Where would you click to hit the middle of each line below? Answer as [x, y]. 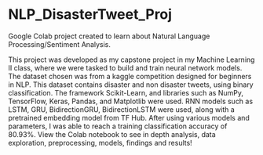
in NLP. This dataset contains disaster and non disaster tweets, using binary [131, 85]
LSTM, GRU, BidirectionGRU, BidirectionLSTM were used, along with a [122, 109]
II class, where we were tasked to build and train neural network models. [125, 67]
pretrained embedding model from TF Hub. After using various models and [129, 117]
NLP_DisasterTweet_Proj [90, 14]
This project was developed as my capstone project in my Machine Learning [131, 59]
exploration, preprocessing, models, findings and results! [100, 142]
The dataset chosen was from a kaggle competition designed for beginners [130, 76]
